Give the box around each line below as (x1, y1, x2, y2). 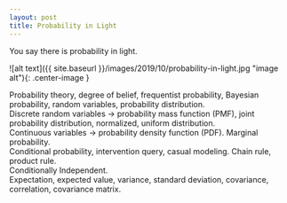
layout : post (9, 12, 58, 22)
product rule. (9, 155, 57, 166)
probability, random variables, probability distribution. (9, 98, 206, 109)
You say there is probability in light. (9, 45, 138, 56)
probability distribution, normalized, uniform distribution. (9, 117, 216, 129)
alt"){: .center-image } (9, 72, 90, 82)
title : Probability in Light (9, 21, 117, 30)
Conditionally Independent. (9, 165, 108, 176)
